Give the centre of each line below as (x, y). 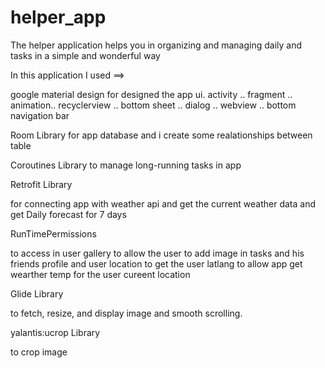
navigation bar (40, 115)
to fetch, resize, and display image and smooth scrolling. (126, 313)
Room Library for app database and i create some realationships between (161, 135)
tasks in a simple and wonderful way (85, 55)
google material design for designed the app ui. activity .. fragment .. (151, 94)
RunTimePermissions (53, 233)
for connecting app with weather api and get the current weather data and (163, 203)
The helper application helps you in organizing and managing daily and (156, 45)
